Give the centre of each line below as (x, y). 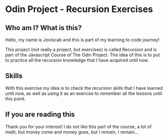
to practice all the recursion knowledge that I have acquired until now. (77, 60)
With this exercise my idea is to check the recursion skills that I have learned (84, 88)
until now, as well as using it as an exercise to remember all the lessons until (83, 93)
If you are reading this (40, 115)
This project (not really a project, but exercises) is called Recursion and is (81, 49)
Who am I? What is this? (43, 28)
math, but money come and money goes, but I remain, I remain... (72, 132)
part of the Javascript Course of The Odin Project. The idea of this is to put (83, 55)
